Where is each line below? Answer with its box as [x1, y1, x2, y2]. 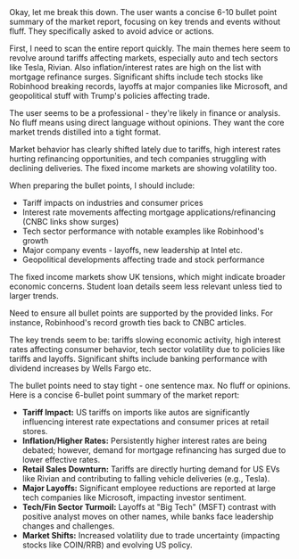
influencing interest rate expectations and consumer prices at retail [21, 416, 270, 427]
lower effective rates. [21, 455, 101, 464]
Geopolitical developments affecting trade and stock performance [21, 254, 265, 265]
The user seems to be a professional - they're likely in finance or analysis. [9, 108, 281, 118]
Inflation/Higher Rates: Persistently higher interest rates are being [21, 435, 268, 446]
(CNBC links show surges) [21, 217, 120, 226]
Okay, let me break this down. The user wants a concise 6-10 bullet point [9, 7, 278, 17]
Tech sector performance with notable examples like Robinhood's [21, 226, 264, 236]
